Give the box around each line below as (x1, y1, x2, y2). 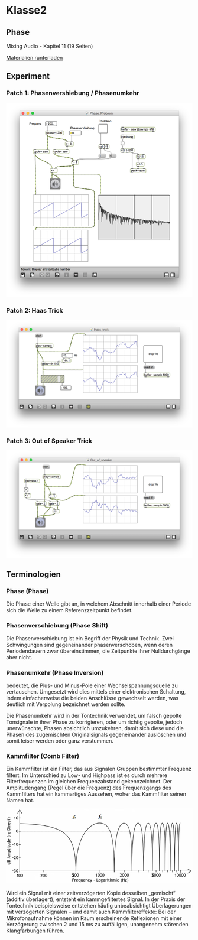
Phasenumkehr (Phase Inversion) (6, 668, 104, 676)
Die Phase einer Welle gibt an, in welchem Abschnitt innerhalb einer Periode (6, 600, 191, 607)
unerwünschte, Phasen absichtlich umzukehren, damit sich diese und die (6, 725, 184, 732)
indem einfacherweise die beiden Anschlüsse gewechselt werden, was (6, 695, 179, 702)
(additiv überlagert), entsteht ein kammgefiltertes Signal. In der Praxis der (6, 896, 186, 903)
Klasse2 (6, 4, 47, 17)
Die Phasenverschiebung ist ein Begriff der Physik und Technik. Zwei (6, 635, 174, 642)
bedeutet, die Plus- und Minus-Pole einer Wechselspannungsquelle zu (6, 682, 178, 689)
